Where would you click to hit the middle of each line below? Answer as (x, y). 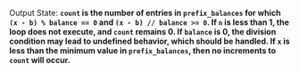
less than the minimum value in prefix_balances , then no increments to (143, 51)
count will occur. (40, 60)
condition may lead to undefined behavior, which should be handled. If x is (149, 41)
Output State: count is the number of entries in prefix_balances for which (145, 13)
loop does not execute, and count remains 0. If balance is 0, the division (143, 32)
